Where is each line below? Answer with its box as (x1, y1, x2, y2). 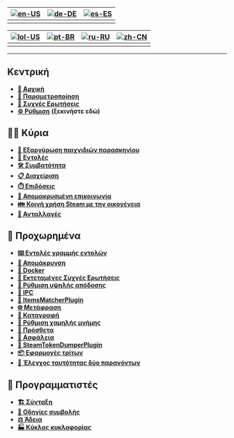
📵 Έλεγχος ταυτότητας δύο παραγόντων (17, 358, 141, 367)
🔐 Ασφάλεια (17, 333, 54, 342)
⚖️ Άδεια (17, 415, 42, 424)
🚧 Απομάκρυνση (17, 259, 66, 267)
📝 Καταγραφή (17, 311, 59, 319)
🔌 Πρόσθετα (17, 326, 54, 334)
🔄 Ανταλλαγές (17, 209, 62, 218)
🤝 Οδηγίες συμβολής (17, 408, 80, 416)
